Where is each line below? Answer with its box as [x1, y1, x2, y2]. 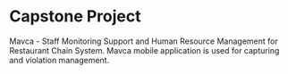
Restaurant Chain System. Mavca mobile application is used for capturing [9, 45, 280, 55]
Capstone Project [9, 6, 141, 27]
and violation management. [9, 54, 110, 65]
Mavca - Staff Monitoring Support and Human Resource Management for [9, 36, 279, 46]
